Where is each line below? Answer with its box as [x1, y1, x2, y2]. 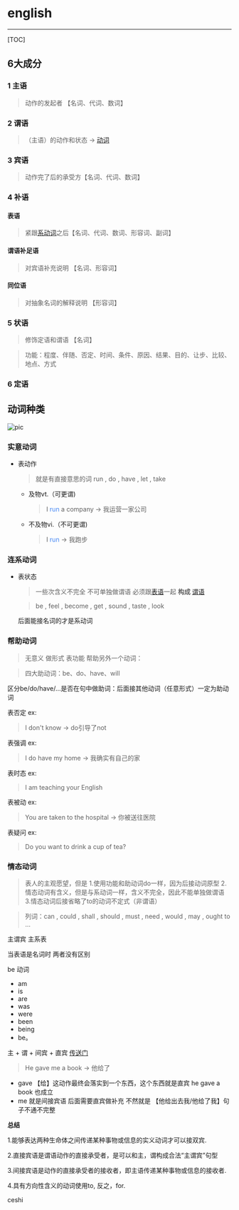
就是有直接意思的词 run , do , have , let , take [35, 474, 166, 483]
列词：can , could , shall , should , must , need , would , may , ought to [24, 912, 230, 920]
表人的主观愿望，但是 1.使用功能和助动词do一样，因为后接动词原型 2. [24, 879, 227, 888]
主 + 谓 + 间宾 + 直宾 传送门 [7, 1048, 89, 1057]
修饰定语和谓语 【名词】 [24, 335, 96, 344]
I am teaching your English [24, 783, 103, 791]
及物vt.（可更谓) [28, 490, 76, 499]
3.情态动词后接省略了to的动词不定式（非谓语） [24, 897, 161, 905]
